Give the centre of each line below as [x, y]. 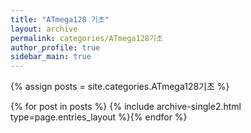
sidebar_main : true [51, 57]
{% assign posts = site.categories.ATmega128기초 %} [120, 87]
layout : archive [44, 29]
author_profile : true [55, 47]
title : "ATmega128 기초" [60, 19]
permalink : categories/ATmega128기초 [86, 38]
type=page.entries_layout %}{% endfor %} [99, 117]
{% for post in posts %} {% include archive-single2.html [126, 107]
